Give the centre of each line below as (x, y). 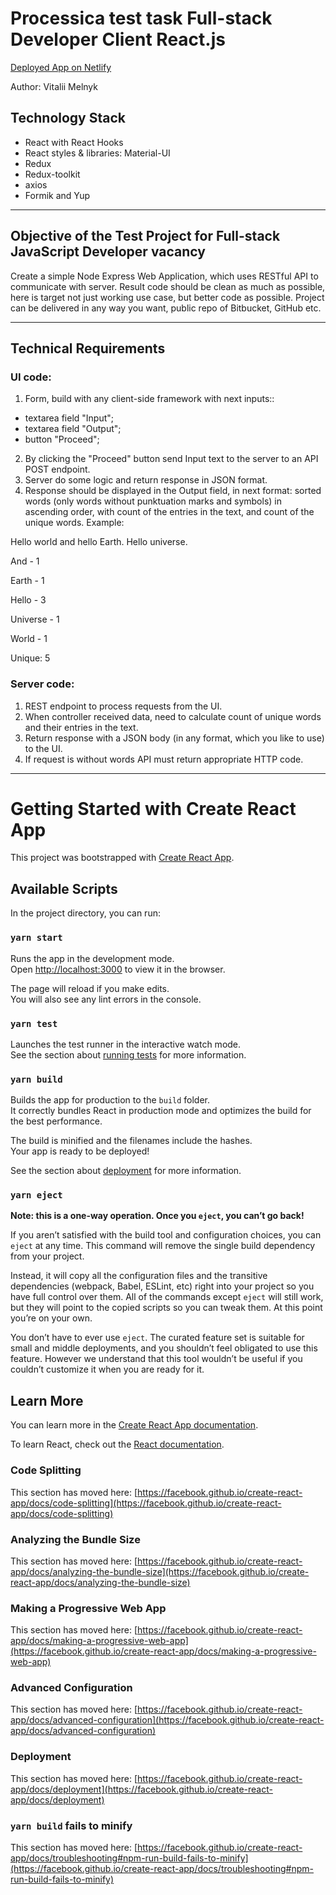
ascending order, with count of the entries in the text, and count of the (169, 512)
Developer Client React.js (118, 39)
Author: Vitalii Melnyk (54, 86)
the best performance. (56, 1121)
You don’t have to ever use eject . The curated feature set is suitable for (157, 1338)
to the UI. (43, 748)
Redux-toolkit (52, 174)
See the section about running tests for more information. (128, 1054)
